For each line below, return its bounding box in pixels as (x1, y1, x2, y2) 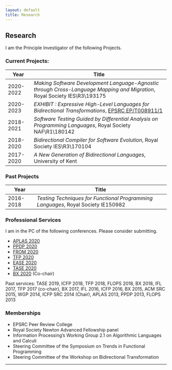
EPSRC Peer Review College (12, 321, 73, 328)
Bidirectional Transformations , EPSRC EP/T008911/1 (34, 107, 163, 114)
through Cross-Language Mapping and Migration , (34, 85, 156, 93)
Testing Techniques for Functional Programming (36, 194, 153, 202)
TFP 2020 (12, 254, 34, 260)
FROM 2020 (12, 249, 39, 255)
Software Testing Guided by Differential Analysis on (34, 115, 158, 122)
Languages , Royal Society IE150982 (36, 201, 125, 208)
